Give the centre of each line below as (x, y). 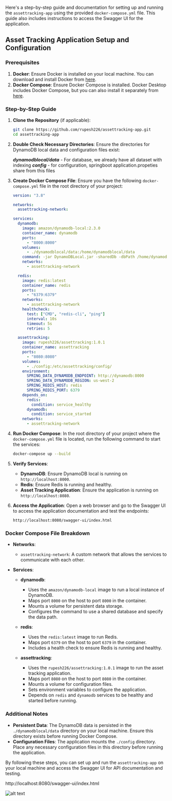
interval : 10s (42, 319)
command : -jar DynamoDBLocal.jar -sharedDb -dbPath (79, 257)
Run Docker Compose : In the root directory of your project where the (86, 433)
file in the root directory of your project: (81, 186)
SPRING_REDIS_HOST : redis (54, 386)
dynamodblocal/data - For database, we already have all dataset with (87, 159)
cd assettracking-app (36, 134)
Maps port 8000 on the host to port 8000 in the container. (87, 600)
